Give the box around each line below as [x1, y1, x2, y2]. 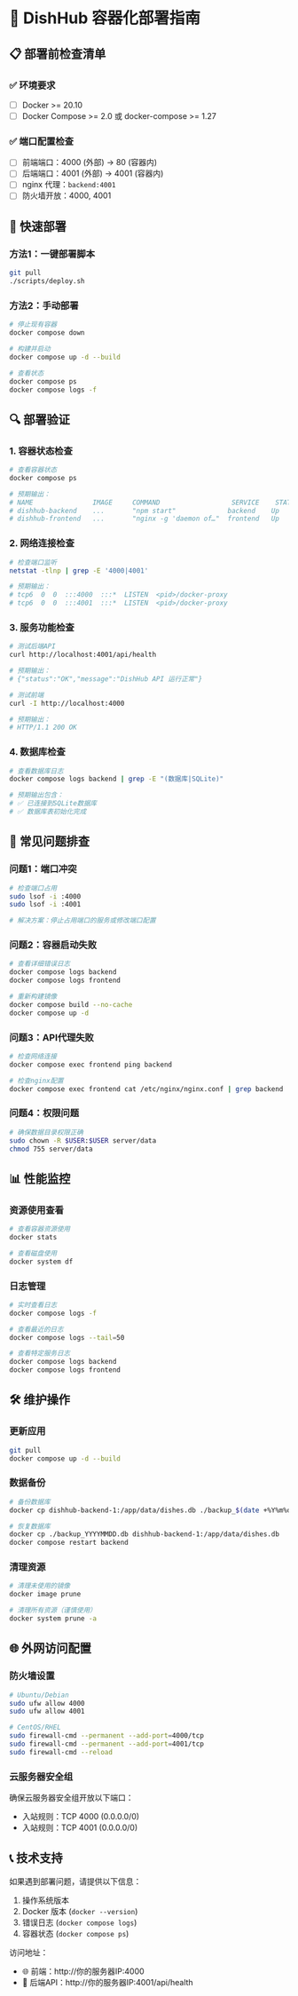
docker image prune [9, 1590, 82, 1599]
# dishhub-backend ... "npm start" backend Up [9, 506, 279, 515]
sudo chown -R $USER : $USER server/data [9, 1136, 157, 1145]
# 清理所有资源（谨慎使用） [9, 1606, 98, 1615]
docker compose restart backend [9, 1538, 129, 1548]
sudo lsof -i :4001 [9, 900, 82, 909]
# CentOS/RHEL [9, 1723, 62, 1732]
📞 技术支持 [9, 1850, 64, 1865]
